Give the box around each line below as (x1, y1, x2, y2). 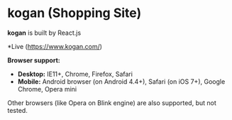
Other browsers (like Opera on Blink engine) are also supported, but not (7, 98, 216, 107)
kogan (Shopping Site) (7, 5, 142, 21)
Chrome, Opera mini (17, 84, 77, 93)
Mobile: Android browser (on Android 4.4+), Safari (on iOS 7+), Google (17, 77, 226, 86)
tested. (7, 106, 28, 114)
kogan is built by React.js (7, 28, 82, 37)
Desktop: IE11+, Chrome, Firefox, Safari (17, 70, 133, 78)
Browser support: (7, 55, 60, 65)
